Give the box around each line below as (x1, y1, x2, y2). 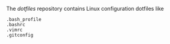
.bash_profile (6, 17, 42, 23)
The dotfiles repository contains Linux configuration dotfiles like (6, 5, 164, 12)
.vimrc (6, 27, 23, 33)
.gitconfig (6, 32, 34, 38)
